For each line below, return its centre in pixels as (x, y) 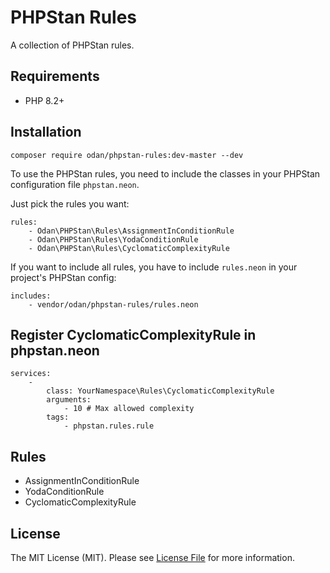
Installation (46, 132)
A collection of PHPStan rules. (72, 45)
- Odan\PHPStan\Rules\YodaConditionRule (113, 239)
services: (31, 374)
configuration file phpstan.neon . (75, 184)
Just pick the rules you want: (70, 203)
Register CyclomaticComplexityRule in (133, 334)
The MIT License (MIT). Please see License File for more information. (152, 557)
